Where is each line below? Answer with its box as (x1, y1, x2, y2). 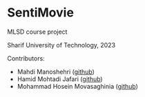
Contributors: (7, 54, 45, 63)
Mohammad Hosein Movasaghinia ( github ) (17, 82, 138, 90)
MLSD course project (7, 28, 68, 36)
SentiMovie (7, 5, 75, 21)
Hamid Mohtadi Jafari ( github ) (17, 74, 103, 83)
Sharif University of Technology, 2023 (7, 41, 116, 49)
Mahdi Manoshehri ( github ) (17, 67, 95, 76)
